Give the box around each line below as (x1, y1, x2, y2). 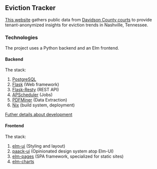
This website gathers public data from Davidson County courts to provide (5, 17, 152, 22)
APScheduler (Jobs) (12, 92, 52, 98)
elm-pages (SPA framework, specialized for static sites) (12, 153, 124, 159)
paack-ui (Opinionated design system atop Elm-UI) (12, 148, 114, 154)
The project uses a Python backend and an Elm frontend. (5, 45, 119, 51)
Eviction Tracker (5, 4, 56, 12)
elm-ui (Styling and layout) (12, 143, 66, 149)
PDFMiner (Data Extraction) (12, 97, 68, 103)
